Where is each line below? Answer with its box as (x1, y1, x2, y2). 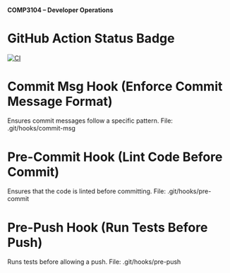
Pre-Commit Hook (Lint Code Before (7, 149, 223, 165)
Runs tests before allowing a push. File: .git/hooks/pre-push (7, 257, 181, 266)
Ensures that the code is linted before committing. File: (7, 187, 166, 195)
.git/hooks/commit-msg (7, 124, 76, 133)
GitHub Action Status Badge (7, 30, 175, 46)
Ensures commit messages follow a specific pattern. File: (7, 116, 173, 125)
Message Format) (7, 93, 113, 109)
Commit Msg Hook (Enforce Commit (7, 78, 223, 95)
